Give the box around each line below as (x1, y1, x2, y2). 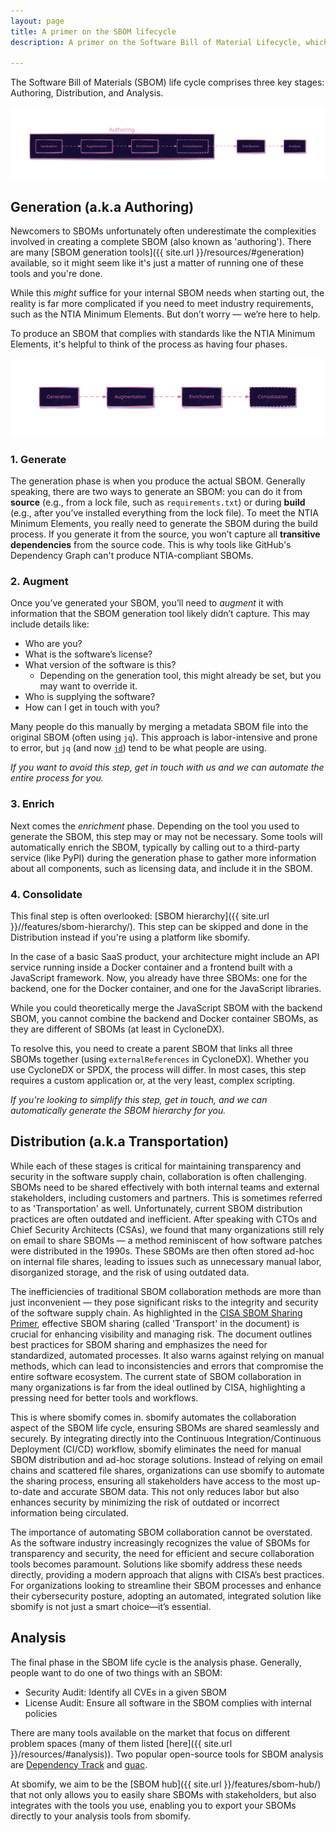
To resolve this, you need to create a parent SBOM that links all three (10, 1042, 293, 1054)
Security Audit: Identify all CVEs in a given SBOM (24, 1686, 227, 1698)
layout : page (10, 16, 65, 26)
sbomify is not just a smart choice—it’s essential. (10, 1600, 212, 1612)
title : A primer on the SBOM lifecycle (10, 26, 177, 37)
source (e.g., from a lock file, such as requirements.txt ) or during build (10, 496, 306, 509)
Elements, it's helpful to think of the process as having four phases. (10, 338, 288, 350)
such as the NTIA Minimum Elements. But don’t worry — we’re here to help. (10, 308, 321, 320)
